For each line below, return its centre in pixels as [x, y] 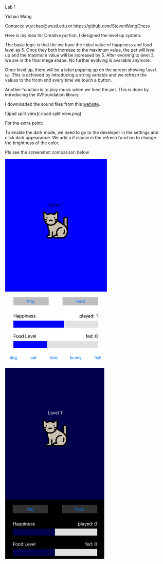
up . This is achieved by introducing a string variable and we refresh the [76, 75]
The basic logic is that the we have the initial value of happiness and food [79, 45]
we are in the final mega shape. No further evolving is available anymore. [78, 60]
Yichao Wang [18, 16]
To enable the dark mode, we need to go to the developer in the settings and [82, 132]
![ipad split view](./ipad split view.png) [43, 113]
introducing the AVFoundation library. [42, 95]
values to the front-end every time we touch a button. [59, 80]
